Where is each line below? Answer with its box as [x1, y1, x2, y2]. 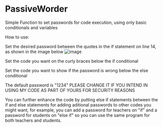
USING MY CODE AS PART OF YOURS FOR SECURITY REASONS [5, 87, 135, 93]
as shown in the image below [5, 49, 64, 54]
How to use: [5, 34, 29, 40]
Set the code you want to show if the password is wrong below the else [5, 67, 148, 73]
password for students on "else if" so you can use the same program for [5, 112, 150, 118]
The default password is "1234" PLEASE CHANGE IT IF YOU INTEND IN [5, 82, 148, 88]
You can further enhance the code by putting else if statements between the [5, 96, 158, 103]
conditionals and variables [5, 24, 58, 30]
